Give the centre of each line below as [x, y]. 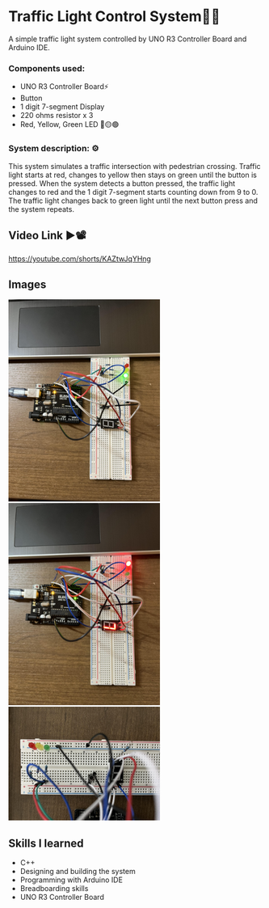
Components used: [47, 68]
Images [27, 284]
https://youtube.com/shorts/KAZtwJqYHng [80, 259]
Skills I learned [46, 843]
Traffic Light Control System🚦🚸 [114, 17]
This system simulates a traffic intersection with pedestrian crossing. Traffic [134, 166]
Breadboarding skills [54, 888]
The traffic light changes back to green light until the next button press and [133, 201]
